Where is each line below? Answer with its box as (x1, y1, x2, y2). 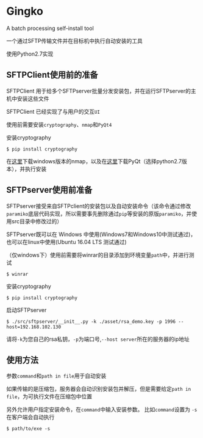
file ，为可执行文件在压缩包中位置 (6, 393, 93, 400)
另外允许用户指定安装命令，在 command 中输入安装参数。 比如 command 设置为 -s (6, 406, 198, 414)
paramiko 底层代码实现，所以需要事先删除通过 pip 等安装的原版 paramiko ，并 (6, 210, 192, 217)
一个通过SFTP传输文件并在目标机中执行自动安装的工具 (6, 37, 143, 44)
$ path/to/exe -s (6, 426, 51, 432)
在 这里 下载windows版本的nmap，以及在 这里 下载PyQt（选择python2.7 (6, 157, 182, 165)
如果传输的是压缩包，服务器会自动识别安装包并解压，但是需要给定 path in (6, 385, 191, 393)
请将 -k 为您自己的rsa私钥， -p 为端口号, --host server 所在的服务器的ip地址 (6, 335, 190, 343)
